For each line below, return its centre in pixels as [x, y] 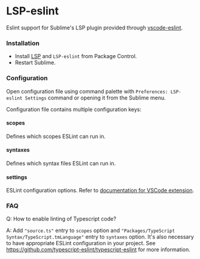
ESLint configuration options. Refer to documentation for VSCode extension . [100, 191]
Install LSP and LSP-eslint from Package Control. [76, 56]
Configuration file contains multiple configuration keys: [74, 109]
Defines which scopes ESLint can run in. [56, 136]
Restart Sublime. [35, 63]
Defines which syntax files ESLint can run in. [61, 163]
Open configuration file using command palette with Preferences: [87, 91]
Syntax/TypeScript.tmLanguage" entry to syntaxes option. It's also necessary [100, 237]
